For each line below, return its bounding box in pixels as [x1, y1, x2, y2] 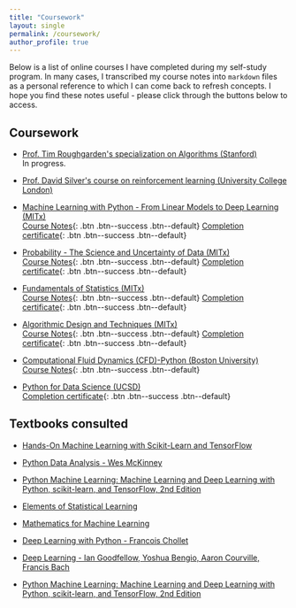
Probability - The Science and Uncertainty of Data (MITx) [21, 247, 231, 258]
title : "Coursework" [9, 12, 86, 22]
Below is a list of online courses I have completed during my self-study [9, 62, 268, 73]
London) [21, 185, 53, 196]
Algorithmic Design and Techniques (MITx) [21, 319, 178, 330]
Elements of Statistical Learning [21, 501, 138, 512]
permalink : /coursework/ [9, 29, 101, 38]
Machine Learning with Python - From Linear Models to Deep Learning [21, 202, 279, 212]
